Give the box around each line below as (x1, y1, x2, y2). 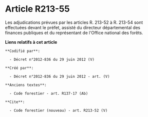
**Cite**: (5, 100, 25, 104)
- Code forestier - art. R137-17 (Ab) (9, 91, 89, 96)
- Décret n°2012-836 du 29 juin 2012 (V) (9, 57, 95, 62)
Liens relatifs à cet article (5, 39, 57, 45)
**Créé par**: (5, 66, 34, 70)
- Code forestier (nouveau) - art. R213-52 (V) (9, 108, 108, 113)
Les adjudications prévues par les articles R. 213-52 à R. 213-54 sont (5, 19, 143, 25)
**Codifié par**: (5, 49, 40, 53)
